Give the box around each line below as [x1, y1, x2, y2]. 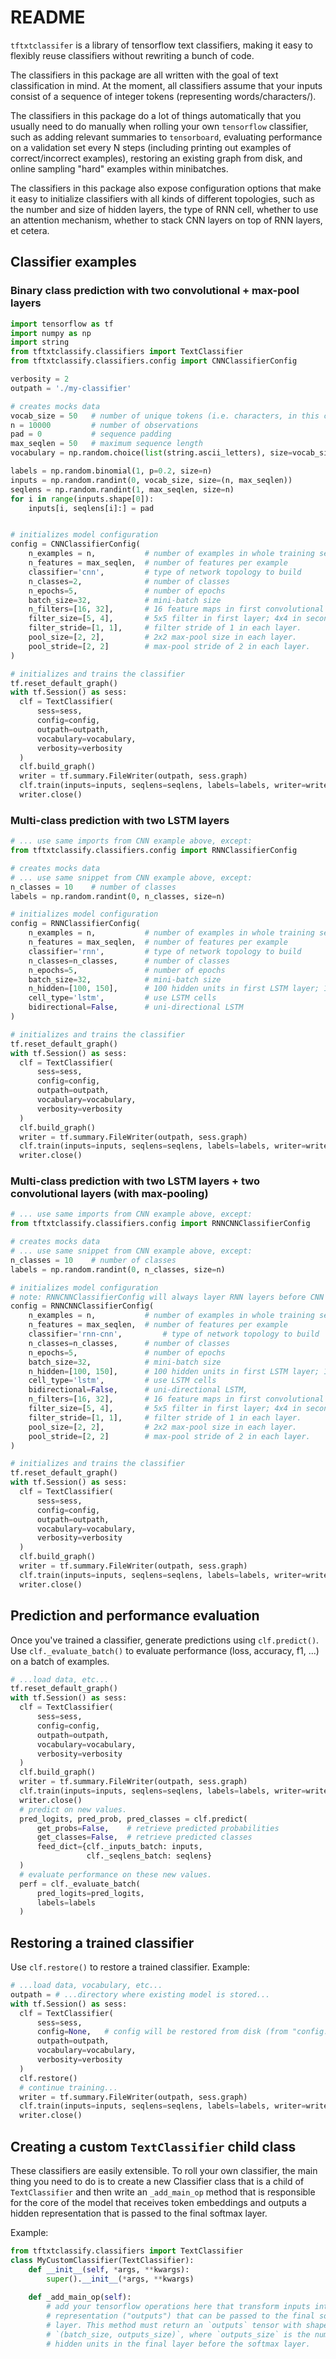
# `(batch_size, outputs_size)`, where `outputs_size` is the [46, 2329, 311, 2340]
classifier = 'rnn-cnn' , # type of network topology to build [28, 1329, 320, 1340]
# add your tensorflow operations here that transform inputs [46, 2302, 311, 2312]
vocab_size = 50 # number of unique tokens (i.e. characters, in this [10, 411, 320, 421]
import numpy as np [10, 328, 92, 338]
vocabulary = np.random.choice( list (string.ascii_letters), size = [10, 448, 293, 458]
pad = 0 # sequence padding [10, 429, 172, 440]
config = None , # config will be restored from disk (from [36, 2027, 288, 2037]
